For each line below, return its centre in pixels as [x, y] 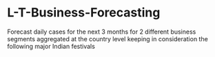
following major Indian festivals [51, 46]
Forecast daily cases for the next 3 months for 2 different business [102, 32]
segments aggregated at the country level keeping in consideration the [107, 38]
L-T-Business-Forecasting [84, 13]
